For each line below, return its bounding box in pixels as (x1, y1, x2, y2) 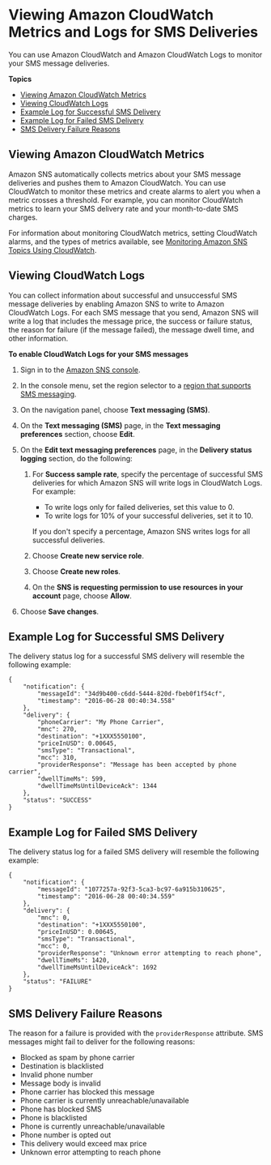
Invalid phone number (19, 1070, 94, 1079)
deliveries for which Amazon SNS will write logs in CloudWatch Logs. (32, 478, 263, 487)
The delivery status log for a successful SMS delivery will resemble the (8, 651, 245, 662)
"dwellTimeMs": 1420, (37, 957, 111, 965)
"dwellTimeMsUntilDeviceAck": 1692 (37, 963, 158, 972)
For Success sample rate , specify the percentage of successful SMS (32, 469, 263, 479)
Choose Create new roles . (32, 566, 121, 576)
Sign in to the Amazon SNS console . (19, 365, 141, 375)
